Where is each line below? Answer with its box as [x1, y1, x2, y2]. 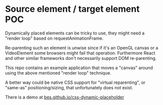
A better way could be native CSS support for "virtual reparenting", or [5, 79, 146, 85]
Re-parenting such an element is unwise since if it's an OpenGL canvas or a [5, 45, 159, 51]
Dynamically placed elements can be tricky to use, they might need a [5, 30, 145, 36]
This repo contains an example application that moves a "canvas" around [5, 65, 153, 71]
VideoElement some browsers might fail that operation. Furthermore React [5, 50, 156, 56]
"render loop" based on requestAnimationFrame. [5, 35, 104, 41]
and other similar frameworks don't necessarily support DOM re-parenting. [5, 55, 157, 61]
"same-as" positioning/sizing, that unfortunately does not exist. [5, 84, 134, 90]
